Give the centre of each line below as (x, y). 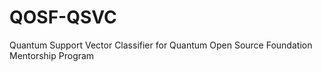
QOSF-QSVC (63, 17)
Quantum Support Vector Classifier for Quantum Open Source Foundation (161, 45)
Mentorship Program (52, 55)
